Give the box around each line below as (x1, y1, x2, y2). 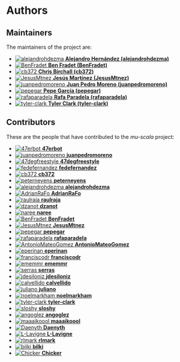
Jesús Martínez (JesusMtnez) (53, 75, 130, 81)
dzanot (40, 202, 58, 209)
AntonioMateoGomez (74, 241, 130, 248)
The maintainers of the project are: (6, 43, 92, 51)
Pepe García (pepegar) (43, 87, 101, 94)
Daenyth (43, 324, 65, 331)
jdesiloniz (46, 272, 71, 280)
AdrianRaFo (50, 189, 81, 197)
